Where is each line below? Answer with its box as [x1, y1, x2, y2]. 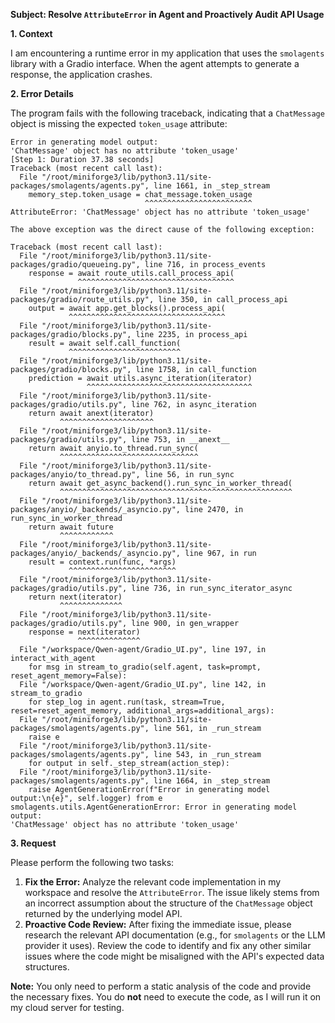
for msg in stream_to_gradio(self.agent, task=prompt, [28, 662, 262, 672]
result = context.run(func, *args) [28, 557, 177, 567]
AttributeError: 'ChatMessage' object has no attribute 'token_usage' [10, 207, 311, 217]
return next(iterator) [28, 592, 123, 602]
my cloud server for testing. [10, 1002, 125, 1013]
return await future [28, 522, 114, 532]
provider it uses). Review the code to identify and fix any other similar [24, 940, 312, 951]
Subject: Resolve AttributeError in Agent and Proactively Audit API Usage [10, 9, 325, 20]
